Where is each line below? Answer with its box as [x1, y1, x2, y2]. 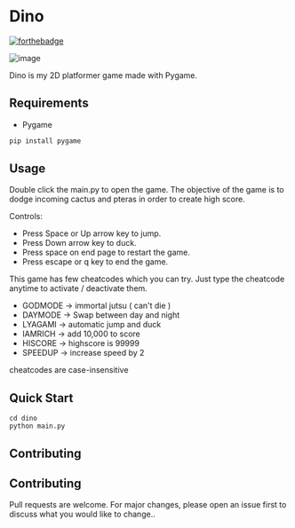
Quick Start [9, 390, 74, 406]
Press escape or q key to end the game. [21, 256, 169, 267]
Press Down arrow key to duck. [21, 238, 137, 248]
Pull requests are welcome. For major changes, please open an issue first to [9, 500, 287, 510]
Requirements [9, 96, 89, 111]
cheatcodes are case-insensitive [9, 365, 129, 375]
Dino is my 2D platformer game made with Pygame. [9, 69, 198, 81]
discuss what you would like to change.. [9, 508, 155, 520]
